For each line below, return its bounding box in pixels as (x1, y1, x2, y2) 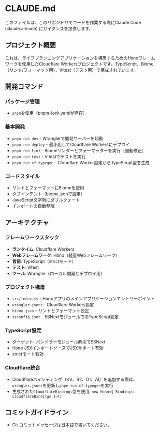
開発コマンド (5, 83, 44, 91)
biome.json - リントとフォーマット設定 (12, 308, 89, 314)
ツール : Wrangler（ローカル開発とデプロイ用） (12, 270, 105, 276)
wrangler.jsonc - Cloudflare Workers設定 (12, 302, 94, 308)
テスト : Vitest (12, 264, 39, 270)
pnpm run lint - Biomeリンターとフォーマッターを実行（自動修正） (12, 147, 146, 153)
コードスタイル (5, 173, 40, 180)
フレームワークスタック (5, 234, 59, 241)
